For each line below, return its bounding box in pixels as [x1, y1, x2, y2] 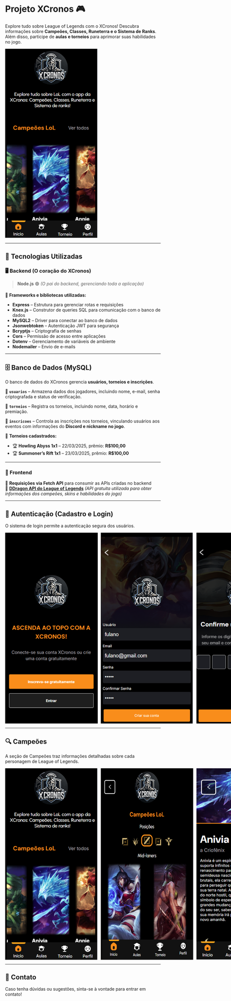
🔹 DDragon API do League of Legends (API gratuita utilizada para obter [5, 486, 152, 492]
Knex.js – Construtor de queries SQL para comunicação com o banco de [12, 307, 161, 313]
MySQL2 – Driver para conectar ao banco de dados [12, 318, 117, 324]
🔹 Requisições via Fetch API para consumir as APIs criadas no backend [5, 480, 152, 486]
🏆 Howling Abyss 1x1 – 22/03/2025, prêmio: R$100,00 [12, 443, 126, 449]
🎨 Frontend [5, 469, 32, 476]
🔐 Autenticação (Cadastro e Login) [5, 509, 114, 518]
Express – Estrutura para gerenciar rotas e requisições [12, 302, 124, 308]
